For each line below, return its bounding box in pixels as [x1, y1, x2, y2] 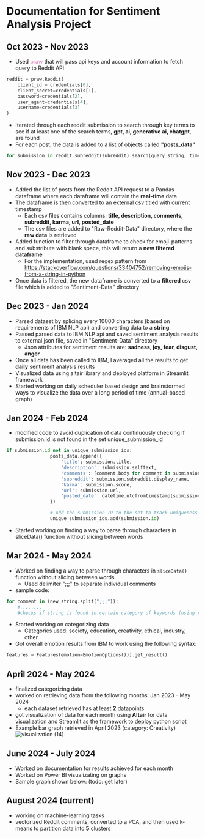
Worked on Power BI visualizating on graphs [15, 771, 127, 778]
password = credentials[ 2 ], [17, 93, 84, 99]
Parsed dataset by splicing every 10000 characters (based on [15, 317, 170, 325]
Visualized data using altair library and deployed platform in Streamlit [15, 369, 189, 377]
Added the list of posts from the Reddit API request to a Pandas [15, 185, 175, 193]
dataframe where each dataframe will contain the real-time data [15, 192, 177, 199]
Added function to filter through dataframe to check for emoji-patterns [15, 237, 193, 245]
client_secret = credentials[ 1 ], [17, 87, 97, 94]
